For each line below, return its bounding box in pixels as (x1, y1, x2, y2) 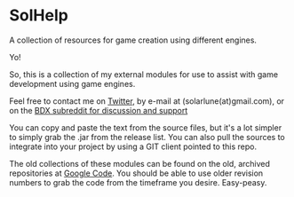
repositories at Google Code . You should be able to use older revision (9, 168, 264, 178)
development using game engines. (9, 78, 136, 89)
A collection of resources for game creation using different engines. (9, 35, 258, 45)
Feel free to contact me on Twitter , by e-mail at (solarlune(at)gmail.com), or (9, 95, 285, 106)
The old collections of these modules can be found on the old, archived (9, 158, 271, 169)
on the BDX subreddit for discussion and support (9, 105, 188, 115)
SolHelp (9, 5, 68, 26)
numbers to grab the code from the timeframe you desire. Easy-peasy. (9, 177, 267, 187)
